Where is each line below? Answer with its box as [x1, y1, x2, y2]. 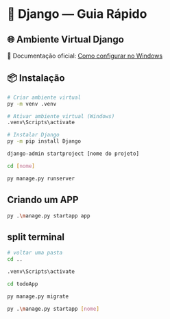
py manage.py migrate [7, 293, 69, 300]
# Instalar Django [7, 132, 60, 139]
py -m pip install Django [7, 138, 81, 145]
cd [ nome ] [7, 163, 36, 169]
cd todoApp [7, 281, 38, 287]
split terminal [7, 231, 65, 243]
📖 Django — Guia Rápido [7, 6, 147, 22]
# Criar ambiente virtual [7, 94, 81, 101]
